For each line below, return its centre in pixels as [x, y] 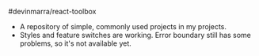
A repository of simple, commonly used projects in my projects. [123, 26]
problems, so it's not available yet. [76, 43]
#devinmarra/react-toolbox [52, 11]
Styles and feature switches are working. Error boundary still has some [135, 35]
